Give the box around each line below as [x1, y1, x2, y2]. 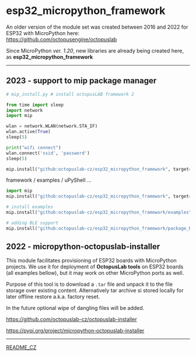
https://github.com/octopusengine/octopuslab [6, 36, 117, 43]
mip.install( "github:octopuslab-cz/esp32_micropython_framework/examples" [6, 209, 192, 215]
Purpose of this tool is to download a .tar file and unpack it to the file [6, 281, 173, 288]
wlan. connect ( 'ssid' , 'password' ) [6, 150, 90, 156]
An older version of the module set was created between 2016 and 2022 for [6, 23, 188, 30]
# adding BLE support [6, 220, 59, 226]
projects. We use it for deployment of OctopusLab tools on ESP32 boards [6, 263, 184, 270]
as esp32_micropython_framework [6, 53, 93, 60]
